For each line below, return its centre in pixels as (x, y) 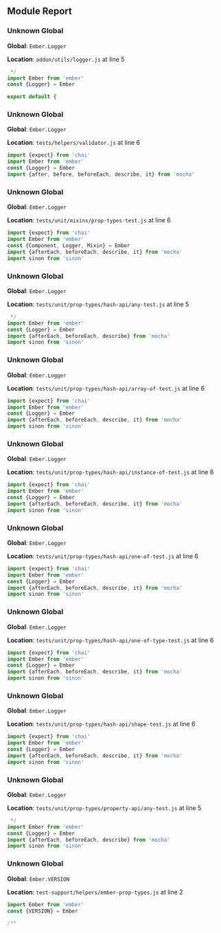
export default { (32, 97)
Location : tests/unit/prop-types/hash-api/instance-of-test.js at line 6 (110, 472)
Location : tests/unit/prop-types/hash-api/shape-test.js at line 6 (101, 724)
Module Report (39, 11)
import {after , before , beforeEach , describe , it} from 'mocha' (101, 174)
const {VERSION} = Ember (43, 911)
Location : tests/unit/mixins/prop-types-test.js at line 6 (89, 220)
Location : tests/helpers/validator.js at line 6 (74, 143)
